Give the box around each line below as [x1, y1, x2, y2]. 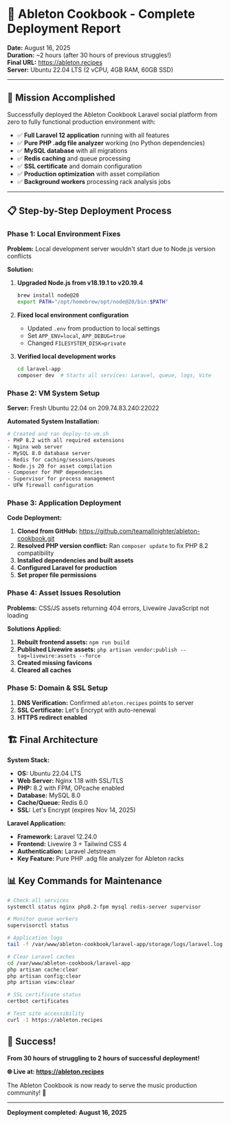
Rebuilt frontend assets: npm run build [16, 638, 130, 646]
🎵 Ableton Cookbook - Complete [7, 6, 195, 22]
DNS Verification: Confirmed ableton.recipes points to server [16, 699, 194, 706]
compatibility [16, 549, 54, 557]
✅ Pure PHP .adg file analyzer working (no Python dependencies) [16, 138, 206, 147]
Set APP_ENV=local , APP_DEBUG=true [27, 332, 126, 340]
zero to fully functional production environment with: [7, 117, 156, 126]
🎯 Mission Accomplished [7, 92, 115, 104]
